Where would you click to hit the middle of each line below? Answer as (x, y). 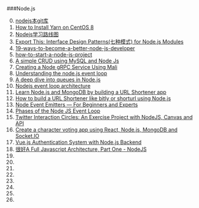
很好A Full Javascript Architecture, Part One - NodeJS (81, 149)
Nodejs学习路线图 (37, 34)
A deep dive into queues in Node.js (58, 80)
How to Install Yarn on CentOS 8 (54, 27)
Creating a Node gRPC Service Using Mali (66, 67)
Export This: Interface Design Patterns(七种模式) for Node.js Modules (99, 42)
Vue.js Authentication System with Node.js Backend (78, 142)
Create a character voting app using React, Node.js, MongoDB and (96, 130)
